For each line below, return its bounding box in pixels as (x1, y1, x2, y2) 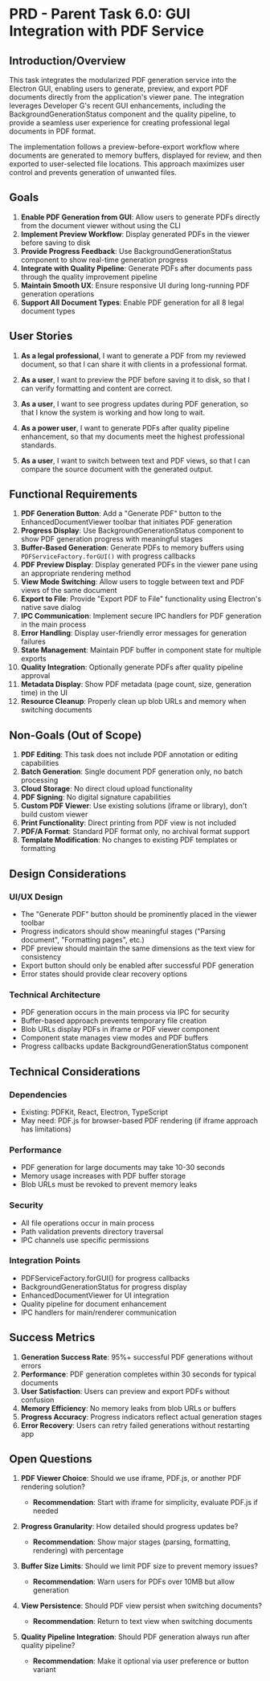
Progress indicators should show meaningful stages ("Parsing (20, 926, 226, 936)
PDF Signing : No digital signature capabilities (20, 792, 171, 802)
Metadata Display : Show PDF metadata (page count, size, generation (20, 680, 252, 689)
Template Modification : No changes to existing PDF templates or (20, 835, 238, 845)
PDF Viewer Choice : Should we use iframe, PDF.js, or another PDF (20, 1474, 242, 1483)
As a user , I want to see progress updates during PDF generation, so (20, 399, 248, 408)
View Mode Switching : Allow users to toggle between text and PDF (20, 577, 245, 587)
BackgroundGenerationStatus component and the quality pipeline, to (9, 109, 236, 119)
